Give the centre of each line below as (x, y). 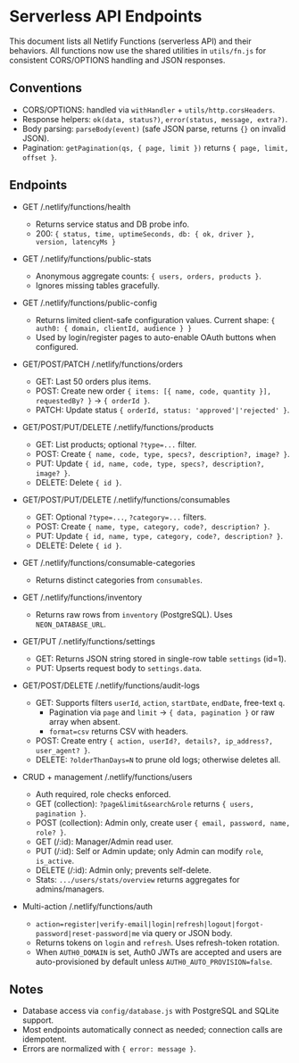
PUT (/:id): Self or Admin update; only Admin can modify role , (149, 851)
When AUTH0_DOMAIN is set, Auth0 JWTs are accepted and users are (159, 951)
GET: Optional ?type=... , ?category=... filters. (121, 517)
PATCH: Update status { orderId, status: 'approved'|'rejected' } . (162, 410)
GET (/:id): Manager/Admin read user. (104, 842)
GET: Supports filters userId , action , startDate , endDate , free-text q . (160, 702)
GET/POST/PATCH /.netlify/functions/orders (102, 364)
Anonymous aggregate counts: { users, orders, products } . (148, 276)
